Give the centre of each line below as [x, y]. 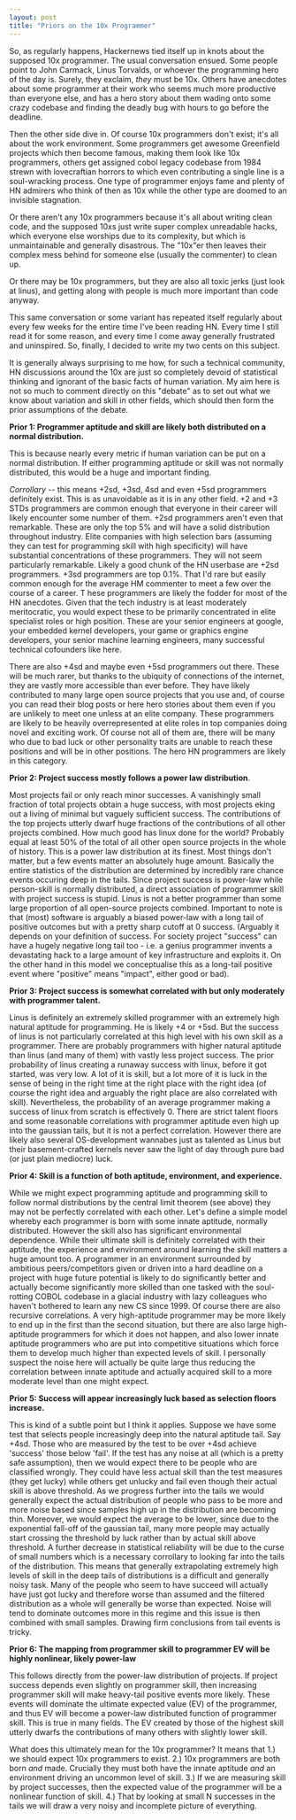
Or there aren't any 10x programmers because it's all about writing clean [141, 217]
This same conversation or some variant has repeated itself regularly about [146, 317]
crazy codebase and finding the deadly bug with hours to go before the [139, 107]
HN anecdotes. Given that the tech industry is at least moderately [128, 602]
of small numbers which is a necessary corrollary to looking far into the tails [147, 1556]
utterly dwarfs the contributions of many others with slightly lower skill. [138, 1731]
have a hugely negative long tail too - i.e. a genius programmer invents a [141, 945]
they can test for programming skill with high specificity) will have [129, 546]
